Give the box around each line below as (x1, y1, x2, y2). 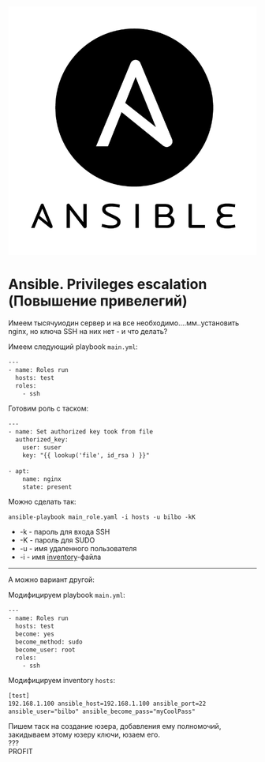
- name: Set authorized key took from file (8, 427, 154, 436)
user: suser (22, 443, 62, 452)
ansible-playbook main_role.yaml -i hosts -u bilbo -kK (8, 512, 196, 521)
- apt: (8, 467, 30, 475)
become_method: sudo (15, 638, 83, 646)
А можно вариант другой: (8, 575, 95, 584)
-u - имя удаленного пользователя (19, 543, 137, 553)
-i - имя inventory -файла (19, 552, 102, 561)
